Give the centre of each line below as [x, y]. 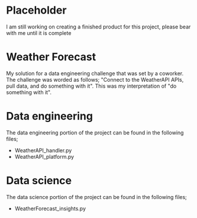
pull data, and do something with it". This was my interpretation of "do [91, 86]
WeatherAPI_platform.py [44, 156]
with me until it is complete [39, 33]
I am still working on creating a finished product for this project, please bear [98, 27]
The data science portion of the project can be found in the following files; [97, 197]
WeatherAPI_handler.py [43, 150]
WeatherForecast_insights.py [50, 209]
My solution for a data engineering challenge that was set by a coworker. [95, 73]
